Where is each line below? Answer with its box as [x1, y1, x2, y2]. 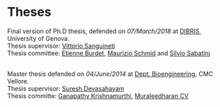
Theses [7, 4, 52, 20]
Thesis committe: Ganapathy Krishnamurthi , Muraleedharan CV [7, 91, 189, 100]
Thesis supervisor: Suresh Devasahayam [7, 84, 125, 93]
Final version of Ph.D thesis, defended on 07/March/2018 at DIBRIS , [7, 27, 202, 35]
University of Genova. [7, 34, 70, 42]
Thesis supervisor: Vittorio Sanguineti [7, 41, 116, 50]
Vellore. [7, 77, 29, 85]
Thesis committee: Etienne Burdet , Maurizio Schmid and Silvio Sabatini [7, 49, 210, 57]
